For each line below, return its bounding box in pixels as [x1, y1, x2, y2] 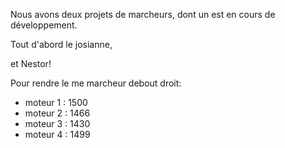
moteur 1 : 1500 [24, 97, 88, 108]
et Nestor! [10, 58, 52, 69]
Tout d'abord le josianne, [10, 39, 113, 50]
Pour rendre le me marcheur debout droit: [10, 77, 182, 89]
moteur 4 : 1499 [24, 129, 91, 140]
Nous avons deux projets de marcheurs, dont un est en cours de [10, 9, 276, 20]
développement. [10, 19, 78, 31]
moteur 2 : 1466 [24, 107, 91, 119]
